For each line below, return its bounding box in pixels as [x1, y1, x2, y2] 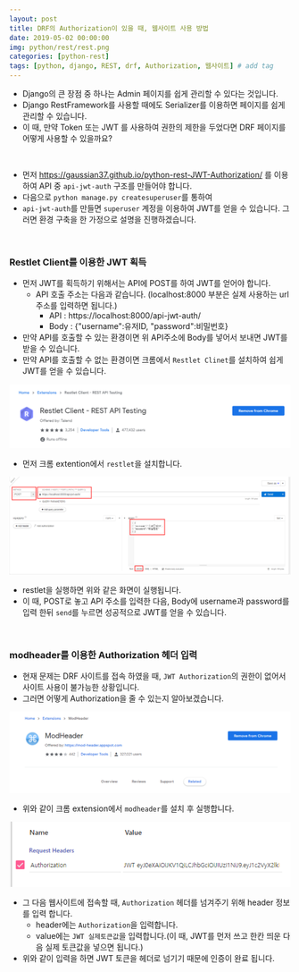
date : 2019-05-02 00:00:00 [9, 33, 110, 42]
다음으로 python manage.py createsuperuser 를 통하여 [21, 192, 212, 202]
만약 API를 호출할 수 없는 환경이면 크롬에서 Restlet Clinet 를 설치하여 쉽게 [21, 354, 284, 366]
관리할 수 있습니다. [21, 111, 87, 121]
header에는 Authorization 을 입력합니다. [35, 919, 179, 930]
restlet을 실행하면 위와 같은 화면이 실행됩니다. [21, 585, 181, 596]
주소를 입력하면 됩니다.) [35, 300, 118, 311]
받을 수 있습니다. [21, 343, 80, 354]
